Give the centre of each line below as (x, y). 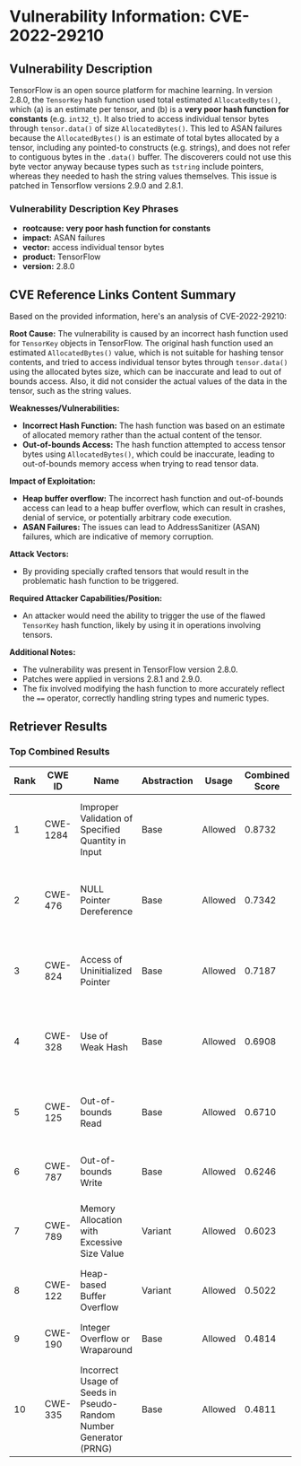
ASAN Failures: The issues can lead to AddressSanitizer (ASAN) (141, 528)
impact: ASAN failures (64, 238)
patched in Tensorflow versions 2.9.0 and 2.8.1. (96, 185)
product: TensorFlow (61, 257)
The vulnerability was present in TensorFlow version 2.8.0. (130, 669)
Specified (100, 829)
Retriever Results (58, 726)
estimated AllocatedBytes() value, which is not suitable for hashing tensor (146, 353)
